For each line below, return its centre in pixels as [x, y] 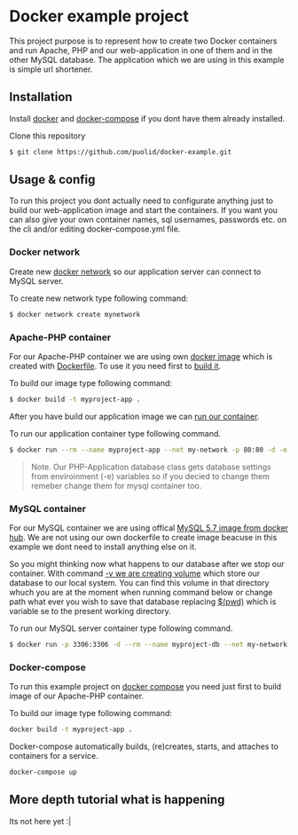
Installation [41, 97]
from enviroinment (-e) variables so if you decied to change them [150, 476]
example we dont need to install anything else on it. [103, 547]
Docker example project [99, 16]
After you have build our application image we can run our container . [134, 416]
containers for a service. [54, 756]
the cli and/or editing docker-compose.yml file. [95, 229]
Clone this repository [47, 136]
